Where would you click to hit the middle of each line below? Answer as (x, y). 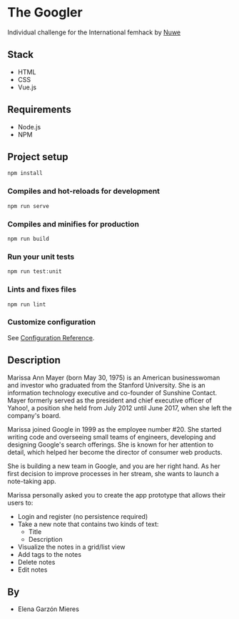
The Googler (45, 13)
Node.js (29, 127)
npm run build (29, 239)
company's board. (34, 415)
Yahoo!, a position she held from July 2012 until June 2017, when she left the (119, 407)
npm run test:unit (35, 272)
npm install (25, 173)
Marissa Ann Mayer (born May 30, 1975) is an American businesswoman (114, 377)
